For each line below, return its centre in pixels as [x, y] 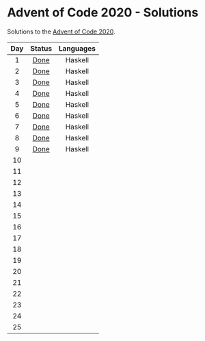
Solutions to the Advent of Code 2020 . [61, 31]
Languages [77, 48]
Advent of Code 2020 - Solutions [103, 13]
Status [41, 48]
